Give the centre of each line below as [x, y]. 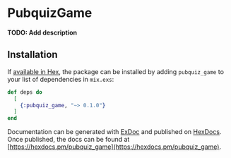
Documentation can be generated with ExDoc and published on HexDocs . [114, 132]
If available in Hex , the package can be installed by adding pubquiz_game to [116, 71]
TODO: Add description [42, 32]
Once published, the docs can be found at [69, 140]
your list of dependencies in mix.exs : [61, 79]
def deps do [25, 92]
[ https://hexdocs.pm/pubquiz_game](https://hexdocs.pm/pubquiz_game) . [114, 147]
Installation [32, 55]
